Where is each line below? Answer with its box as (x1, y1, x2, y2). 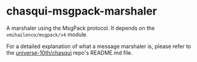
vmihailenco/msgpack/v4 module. (6, 30, 88, 38)
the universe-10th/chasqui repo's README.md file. (6, 49, 133, 56)
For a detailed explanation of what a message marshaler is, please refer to (6, 43, 192, 50)
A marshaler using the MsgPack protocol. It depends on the (6, 24, 155, 32)
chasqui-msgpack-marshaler (6, 4, 158, 18)
